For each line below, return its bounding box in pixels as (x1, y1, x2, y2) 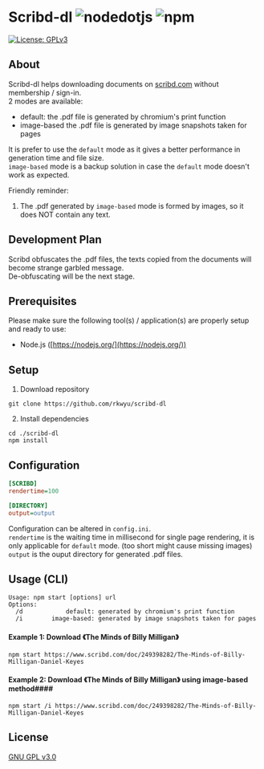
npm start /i (8, 702, 52, 710)
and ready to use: (8, 324, 67, 334)
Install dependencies (19, 414, 90, 424)
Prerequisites (8, 294, 77, 308)
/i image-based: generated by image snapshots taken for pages (15, 615, 257, 623)
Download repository (19, 384, 90, 394)
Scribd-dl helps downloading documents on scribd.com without (8, 79, 219, 88)
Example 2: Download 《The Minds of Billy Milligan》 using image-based (8, 675, 249, 685)
